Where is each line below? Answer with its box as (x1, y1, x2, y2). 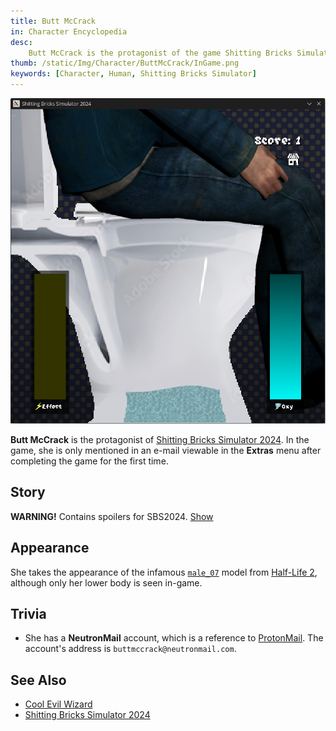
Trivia (10, 605, 47, 622)
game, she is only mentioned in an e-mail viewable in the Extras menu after (10, 444, 322, 456)
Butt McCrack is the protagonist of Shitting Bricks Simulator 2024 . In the (10, 433, 310, 445)
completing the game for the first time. (10, 455, 169, 467)
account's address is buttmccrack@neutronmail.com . (24, 643, 237, 655)
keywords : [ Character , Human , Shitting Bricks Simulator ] (10, 69, 257, 79)
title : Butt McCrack (10, 16, 97, 26)
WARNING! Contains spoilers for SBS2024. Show (10, 510, 214, 522)
